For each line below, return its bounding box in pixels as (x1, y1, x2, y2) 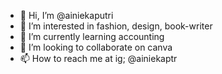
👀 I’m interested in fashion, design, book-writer (19, 20, 213, 32)
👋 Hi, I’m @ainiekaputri (19, 10, 114, 21)
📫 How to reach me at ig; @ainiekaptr (19, 53, 178, 64)
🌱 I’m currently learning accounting (19, 31, 165, 42)
